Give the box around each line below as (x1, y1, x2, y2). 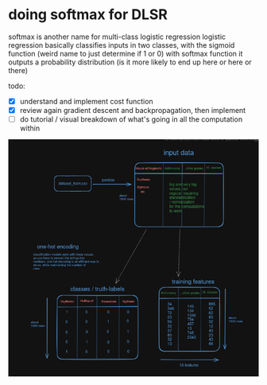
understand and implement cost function (19, 96, 153, 106)
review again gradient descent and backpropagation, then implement (19, 106, 246, 115)
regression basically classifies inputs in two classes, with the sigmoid (8, 40, 235, 49)
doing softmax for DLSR (8, 6, 168, 24)
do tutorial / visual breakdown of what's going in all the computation (19, 115, 243, 124)
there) (8, 65, 29, 75)
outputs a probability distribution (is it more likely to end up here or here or (8, 57, 252, 67)
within (19, 123, 41, 133)
